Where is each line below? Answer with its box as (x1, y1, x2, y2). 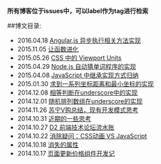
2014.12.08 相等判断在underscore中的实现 (17, 88, 138, 97)
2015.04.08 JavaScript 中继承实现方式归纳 (17, 71, 139, 79)
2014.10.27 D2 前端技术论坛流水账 (17, 123, 115, 131)
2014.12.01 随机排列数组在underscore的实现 (17, 97, 143, 105)
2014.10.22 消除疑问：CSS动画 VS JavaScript (17, 132, 148, 140)
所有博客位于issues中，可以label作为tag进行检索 (7, 7, 148, 15)
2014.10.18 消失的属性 (17, 140, 79, 149)
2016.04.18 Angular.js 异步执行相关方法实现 (17, 36, 141, 44)
